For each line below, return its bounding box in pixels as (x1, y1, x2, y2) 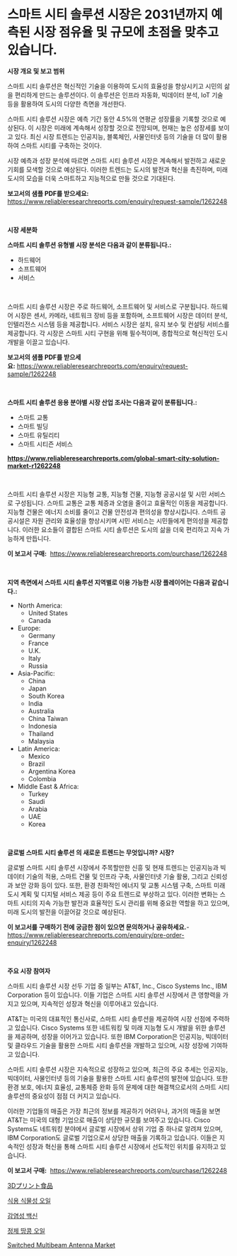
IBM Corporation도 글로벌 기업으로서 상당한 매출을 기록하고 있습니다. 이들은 (7, 1133, 218, 1142)
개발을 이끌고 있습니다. (7, 338, 70, 346)
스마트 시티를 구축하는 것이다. (20, 141, 102, 150)
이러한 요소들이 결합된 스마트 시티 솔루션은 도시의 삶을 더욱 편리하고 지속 (22, 525, 223, 534)
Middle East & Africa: (17, 782, 79, 790)
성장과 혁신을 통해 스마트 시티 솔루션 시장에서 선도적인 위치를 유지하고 (25, 1142, 219, 1150)
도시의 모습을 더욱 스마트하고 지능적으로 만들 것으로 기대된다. (7, 174, 175, 182)
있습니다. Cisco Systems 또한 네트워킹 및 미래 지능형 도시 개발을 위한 (14, 1023, 207, 1032)
